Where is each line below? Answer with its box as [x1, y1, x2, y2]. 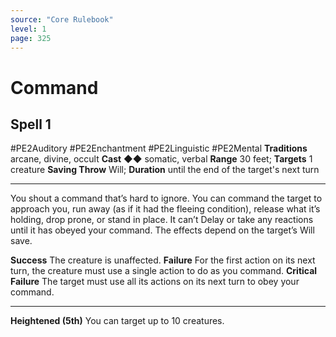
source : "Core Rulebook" [10, 14, 114, 25]
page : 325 [10, 33, 52, 43]
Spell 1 [10, 116, 52, 133]
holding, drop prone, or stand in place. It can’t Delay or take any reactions [10, 214, 314, 226]
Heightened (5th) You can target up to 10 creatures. [10, 315, 225, 327]
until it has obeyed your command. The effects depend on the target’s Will [10, 224, 315, 236]
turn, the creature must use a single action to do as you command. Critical [10, 265, 318, 277]
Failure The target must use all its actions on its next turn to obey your [10, 276, 300, 288]
